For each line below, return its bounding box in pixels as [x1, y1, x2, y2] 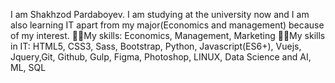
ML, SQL [10, 62, 47, 73]
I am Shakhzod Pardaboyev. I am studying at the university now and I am [10, 9, 310, 20]
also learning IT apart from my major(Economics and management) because [10, 19, 325, 31]
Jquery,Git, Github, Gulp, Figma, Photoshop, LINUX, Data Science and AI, [10, 51, 312, 63]
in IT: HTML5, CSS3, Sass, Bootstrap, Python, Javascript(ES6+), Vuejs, [10, 40, 302, 52]
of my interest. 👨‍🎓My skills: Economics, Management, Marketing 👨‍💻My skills [10, 30, 326, 41]
